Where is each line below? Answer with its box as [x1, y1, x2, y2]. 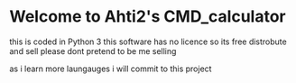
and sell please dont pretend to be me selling [9, 45, 177, 56]
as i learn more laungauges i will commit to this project [9, 63, 212, 74]
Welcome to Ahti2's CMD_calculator [9, 6, 286, 27]
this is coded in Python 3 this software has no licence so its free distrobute [9, 36, 287, 47]
